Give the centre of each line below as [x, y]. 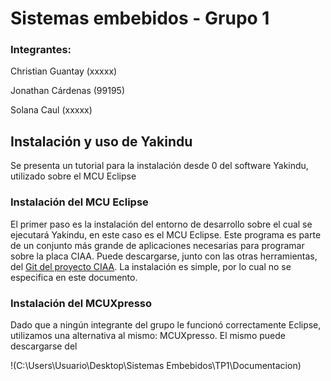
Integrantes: [41, 50]
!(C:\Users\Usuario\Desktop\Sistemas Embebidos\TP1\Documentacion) [156, 365]
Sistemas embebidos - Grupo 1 [140, 18]
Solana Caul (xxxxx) [51, 110]
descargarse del [44, 346]
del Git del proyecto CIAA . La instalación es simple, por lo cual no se [151, 266]
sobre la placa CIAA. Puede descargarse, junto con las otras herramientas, [164, 256]
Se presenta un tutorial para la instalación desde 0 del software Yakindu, [159, 166]
